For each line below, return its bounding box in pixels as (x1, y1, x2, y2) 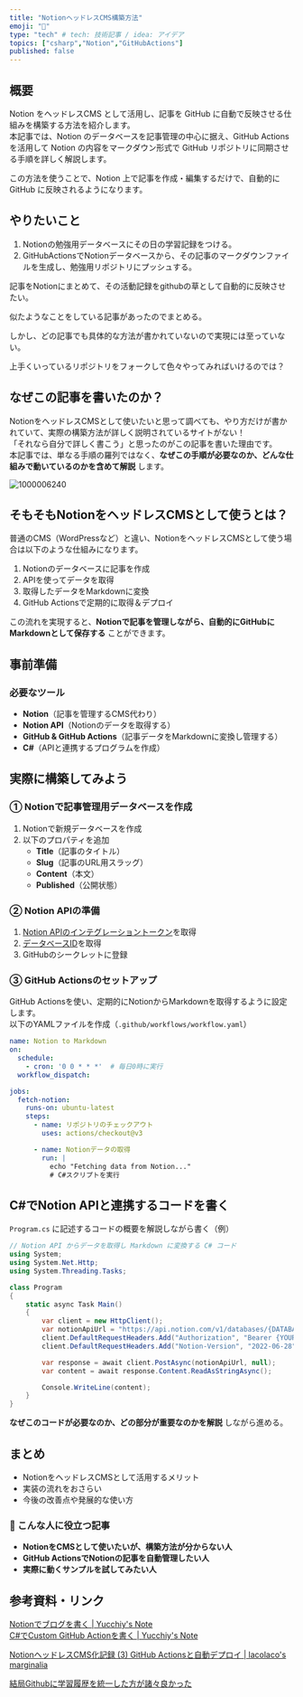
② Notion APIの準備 (9, 904, 101, 917)
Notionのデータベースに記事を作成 (22, 563, 151, 574)
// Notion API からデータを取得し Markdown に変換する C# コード (9, 1241, 237, 1250)
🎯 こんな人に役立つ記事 (9, 1519, 111, 1532)
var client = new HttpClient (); (41, 1316, 164, 1325)
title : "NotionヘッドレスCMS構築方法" (9, 13, 142, 23)
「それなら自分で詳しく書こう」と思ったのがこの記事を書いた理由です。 (9, 438, 278, 448)
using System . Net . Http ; (9, 1259, 99, 1268)
